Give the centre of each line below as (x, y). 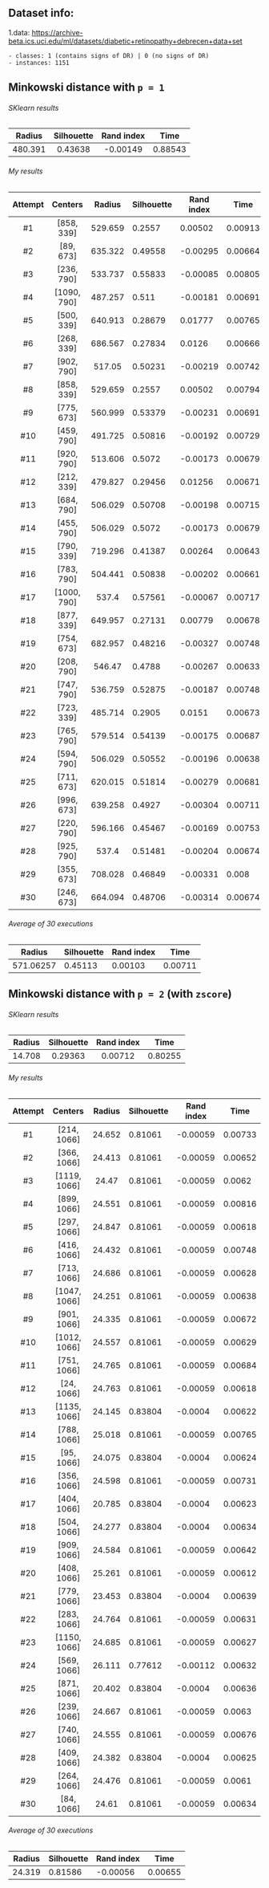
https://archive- (57, 32)
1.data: (19, 32)
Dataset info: (41, 13)
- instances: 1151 (39, 63)
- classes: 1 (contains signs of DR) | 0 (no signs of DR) (109, 55)
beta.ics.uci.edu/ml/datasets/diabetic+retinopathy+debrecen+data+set (125, 41)
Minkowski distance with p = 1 (86, 87)
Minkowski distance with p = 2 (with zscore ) (120, 994)
